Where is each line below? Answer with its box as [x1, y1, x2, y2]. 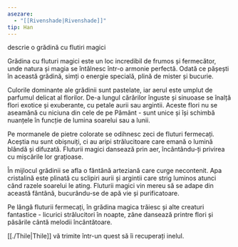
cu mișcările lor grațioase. [7, 152, 84, 161]
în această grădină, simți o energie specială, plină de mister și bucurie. [7, 72, 214, 80]
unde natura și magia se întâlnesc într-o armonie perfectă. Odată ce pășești [7, 65, 229, 73]
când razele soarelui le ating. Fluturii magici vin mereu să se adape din [7, 182, 214, 190]
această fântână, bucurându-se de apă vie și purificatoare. [7, 189, 180, 198]
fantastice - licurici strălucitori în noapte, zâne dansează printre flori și [7, 211, 214, 219]
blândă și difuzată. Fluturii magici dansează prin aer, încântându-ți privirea [7, 145, 225, 154]
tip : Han [7, 23, 33, 31]
